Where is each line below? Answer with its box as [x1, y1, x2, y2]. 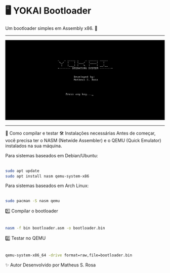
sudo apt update [5, 168, 39, 173]
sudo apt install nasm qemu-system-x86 [5, 173, 90, 178]
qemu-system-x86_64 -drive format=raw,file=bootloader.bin [5, 252, 133, 258]
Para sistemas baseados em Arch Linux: [5, 183, 89, 189]
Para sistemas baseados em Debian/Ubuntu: [5, 152, 98, 158]
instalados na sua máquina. [5, 143, 62, 149]
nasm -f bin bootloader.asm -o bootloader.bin [5, 225, 105, 231]
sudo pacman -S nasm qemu [5, 199, 60, 204]
